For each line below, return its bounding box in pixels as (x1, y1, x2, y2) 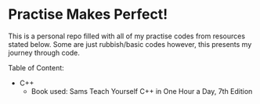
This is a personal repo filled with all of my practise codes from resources (8, 31, 245, 41)
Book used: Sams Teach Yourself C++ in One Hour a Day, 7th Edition (31, 86, 253, 95)
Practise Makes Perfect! (8, 5, 168, 23)
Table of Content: (8, 63, 64, 72)
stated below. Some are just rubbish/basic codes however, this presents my (8, 39, 252, 48)
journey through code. (8, 48, 81, 57)
